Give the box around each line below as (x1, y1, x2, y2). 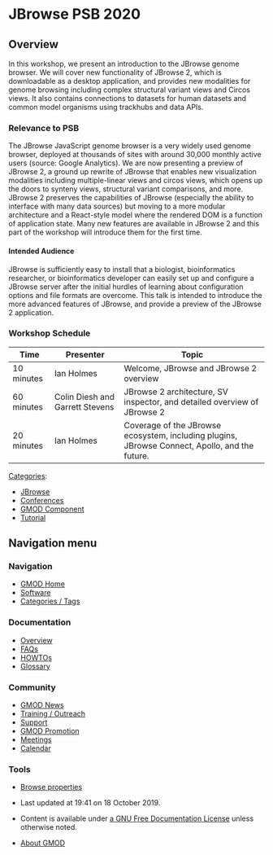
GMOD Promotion (19, 726, 80, 736)
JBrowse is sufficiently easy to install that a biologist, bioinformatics (8, 264, 236, 274)
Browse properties (19, 783, 83, 792)
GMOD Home (19, 579, 65, 589)
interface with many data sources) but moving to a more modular (8, 201, 226, 212)
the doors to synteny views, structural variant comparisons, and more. (8, 184, 244, 194)
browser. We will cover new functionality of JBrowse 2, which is (8, 68, 222, 77)
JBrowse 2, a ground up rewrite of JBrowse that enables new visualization (8, 167, 258, 177)
